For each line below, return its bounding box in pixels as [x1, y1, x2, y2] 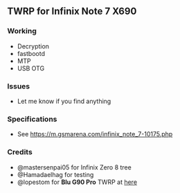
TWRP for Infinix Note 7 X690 [7, 6, 137, 17]
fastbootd [17, 49, 45, 57]
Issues [7, 81, 30, 91]
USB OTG [17, 64, 45, 72]
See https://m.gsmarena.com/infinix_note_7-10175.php [17, 130, 173, 138]
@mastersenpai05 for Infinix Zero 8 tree [17, 163, 132, 172]
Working [7, 26, 37, 36]
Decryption [17, 42, 50, 50]
